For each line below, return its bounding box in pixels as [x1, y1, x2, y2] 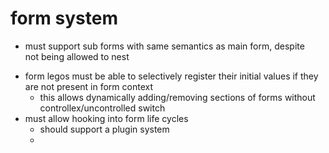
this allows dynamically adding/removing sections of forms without [39, 91, 316, 103]
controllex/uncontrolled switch [39, 102, 166, 114]
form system [10, 7, 118, 30]
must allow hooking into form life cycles [24, 112, 189, 124]
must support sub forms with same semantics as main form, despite [24, 40, 305, 52]
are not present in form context [24, 80, 153, 92]
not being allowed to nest [24, 50, 130, 62]
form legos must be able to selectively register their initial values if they [24, 70, 319, 82]
